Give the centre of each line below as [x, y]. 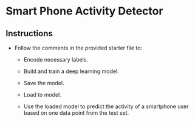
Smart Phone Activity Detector [84, 11]
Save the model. [44, 83]
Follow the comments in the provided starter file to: [78, 48]
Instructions [29, 34]
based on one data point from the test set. [76, 113]
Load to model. [43, 95]
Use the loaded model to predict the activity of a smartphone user [106, 106]
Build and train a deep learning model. [71, 71]
